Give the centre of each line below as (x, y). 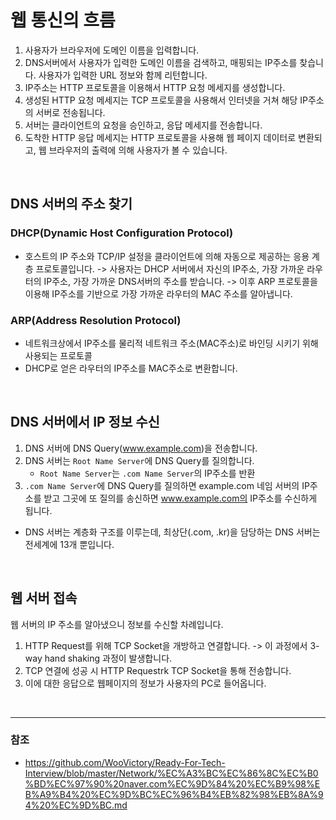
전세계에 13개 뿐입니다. (69, 544)
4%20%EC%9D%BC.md (76, 805)
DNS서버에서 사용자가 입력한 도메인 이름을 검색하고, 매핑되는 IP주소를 (161, 62)
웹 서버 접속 (44, 598)
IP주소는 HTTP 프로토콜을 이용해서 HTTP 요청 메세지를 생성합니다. (155, 87)
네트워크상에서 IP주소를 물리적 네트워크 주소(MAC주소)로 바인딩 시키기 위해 (171, 343)
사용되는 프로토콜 (58, 355)
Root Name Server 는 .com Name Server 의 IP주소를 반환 (147, 473)
